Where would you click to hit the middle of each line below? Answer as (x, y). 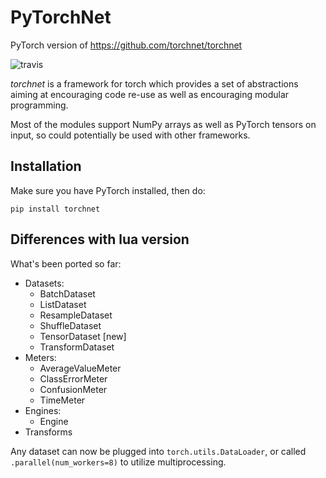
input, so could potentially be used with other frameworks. (130, 135)
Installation (46, 166)
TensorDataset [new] (83, 336)
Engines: (43, 410)
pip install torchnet (55, 209)
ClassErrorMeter (73, 378)
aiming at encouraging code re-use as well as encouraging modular (150, 94)
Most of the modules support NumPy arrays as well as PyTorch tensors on (163, 124)
